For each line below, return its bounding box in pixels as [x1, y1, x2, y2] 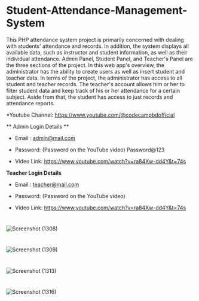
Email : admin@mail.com [14, 134, 76, 141]
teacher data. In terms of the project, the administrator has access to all [6, 74, 182, 81]
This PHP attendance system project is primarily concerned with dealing [6, 36, 184, 43]
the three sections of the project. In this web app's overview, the [6, 61, 164, 69]
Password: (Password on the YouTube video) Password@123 [14, 146, 165, 153]
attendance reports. [6, 99, 55, 107]
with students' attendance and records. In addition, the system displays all [6, 42, 189, 50]
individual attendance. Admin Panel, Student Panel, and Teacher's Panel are [6, 55, 193, 62]
